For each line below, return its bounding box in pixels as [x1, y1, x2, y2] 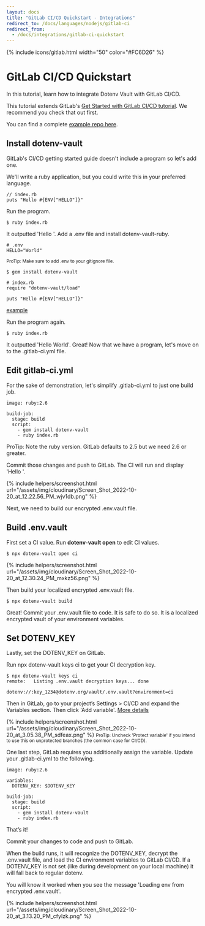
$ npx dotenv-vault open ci [6, 550, 78, 557]
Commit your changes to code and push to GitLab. [6, 838, 133, 845]
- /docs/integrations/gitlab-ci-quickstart [12, 32, 124, 38]
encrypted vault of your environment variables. [6, 615, 125, 622]
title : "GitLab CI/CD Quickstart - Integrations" [6, 15, 136, 21]
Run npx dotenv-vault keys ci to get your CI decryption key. [6, 661, 156, 668]
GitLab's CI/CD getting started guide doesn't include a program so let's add [6, 155, 197, 162]
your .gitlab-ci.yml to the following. [6, 755, 94, 762]
